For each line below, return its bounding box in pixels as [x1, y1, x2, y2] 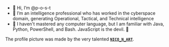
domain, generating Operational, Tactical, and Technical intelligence [12, 16, 154, 21]
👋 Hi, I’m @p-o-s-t [12, 5, 51, 11]
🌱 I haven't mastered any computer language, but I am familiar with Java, [12, 21, 164, 27]
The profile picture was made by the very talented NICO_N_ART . [5, 36, 135, 42]
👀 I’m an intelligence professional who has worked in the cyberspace [12, 10, 155, 16]
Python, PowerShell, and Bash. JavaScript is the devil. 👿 [12, 26, 129, 32]
